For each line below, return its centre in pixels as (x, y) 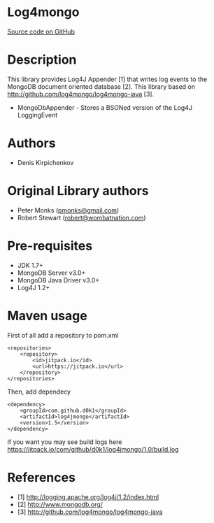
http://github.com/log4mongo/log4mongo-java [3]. (81, 94)
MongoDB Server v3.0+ (51, 273)
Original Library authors (78, 191)
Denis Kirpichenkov (45, 162)
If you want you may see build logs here (65, 442)
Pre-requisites (50, 246)
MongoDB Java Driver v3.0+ (58, 280)
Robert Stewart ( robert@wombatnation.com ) (81, 217)
